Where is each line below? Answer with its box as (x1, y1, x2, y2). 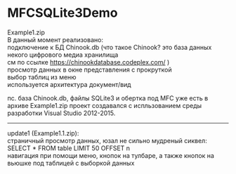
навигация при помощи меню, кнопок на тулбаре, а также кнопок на (7, 151, 214, 159)
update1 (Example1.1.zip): (7, 128, 79, 138)
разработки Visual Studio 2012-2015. (7, 109, 116, 117)
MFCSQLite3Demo (7, 5, 118, 21)
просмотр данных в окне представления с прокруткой (7, 65, 172, 74)
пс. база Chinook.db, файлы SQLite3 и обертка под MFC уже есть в (7, 93, 209, 102)
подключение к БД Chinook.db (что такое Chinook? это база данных (7, 43, 212, 51)
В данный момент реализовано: (7, 35, 104, 43)
